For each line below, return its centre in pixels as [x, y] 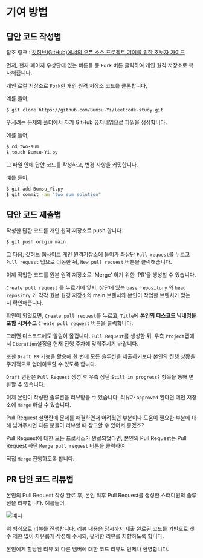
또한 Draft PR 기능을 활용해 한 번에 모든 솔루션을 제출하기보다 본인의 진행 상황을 [101, 356]
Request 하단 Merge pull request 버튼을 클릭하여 [66, 446]
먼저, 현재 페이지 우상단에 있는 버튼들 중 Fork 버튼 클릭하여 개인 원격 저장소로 [97, 65]
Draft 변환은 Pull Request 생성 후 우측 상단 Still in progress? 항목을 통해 [97, 377]
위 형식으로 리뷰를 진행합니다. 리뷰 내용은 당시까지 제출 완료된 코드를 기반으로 [97, 528]
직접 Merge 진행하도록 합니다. [40, 459]
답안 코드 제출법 [34, 215]
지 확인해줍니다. [25, 303]
